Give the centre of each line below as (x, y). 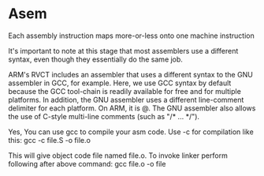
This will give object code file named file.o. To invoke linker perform (118, 155)
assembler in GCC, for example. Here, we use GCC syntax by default (120, 83)
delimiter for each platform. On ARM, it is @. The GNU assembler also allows (132, 108)
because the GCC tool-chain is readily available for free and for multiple (125, 91)
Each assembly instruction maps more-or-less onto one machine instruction (131, 36)
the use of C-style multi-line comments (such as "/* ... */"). (104, 116)
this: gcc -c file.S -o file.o (49, 140)
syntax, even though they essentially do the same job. (96, 59)
